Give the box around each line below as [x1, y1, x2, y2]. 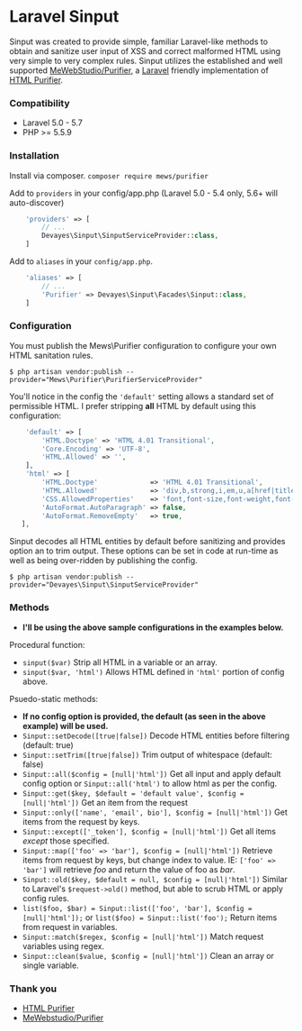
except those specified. [22, 835, 110, 846]
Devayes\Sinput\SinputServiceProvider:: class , [41, 232, 219, 241]
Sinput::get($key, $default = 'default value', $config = [22, 789, 244, 798]
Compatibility [9, 96, 70, 109]
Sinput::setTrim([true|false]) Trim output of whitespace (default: [22, 749, 272, 760]
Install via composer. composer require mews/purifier [9, 169, 209, 181]
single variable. [22, 960, 79, 971]
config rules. [22, 892, 70, 903]
